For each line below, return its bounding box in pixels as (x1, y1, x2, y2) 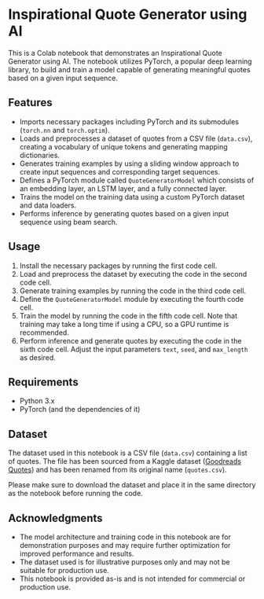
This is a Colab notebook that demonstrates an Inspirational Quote (8, 48, 222, 57)
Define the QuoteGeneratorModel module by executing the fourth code (19, 294, 244, 303)
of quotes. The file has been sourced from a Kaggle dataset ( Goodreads (8, 457, 242, 466)
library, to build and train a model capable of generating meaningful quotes (8, 64, 251, 74)
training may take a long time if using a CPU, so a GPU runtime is (19, 319, 229, 329)
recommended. (19, 328, 69, 337)
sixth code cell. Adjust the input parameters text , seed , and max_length (19, 344, 248, 354)
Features (8, 96, 53, 109)
